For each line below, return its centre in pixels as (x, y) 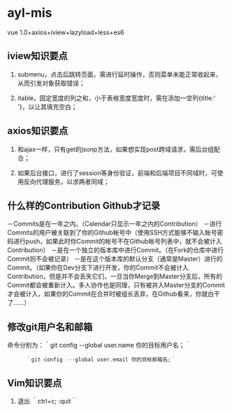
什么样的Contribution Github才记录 (84, 206)
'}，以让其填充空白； (47, 107)
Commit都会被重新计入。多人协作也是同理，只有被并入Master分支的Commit (116, 285)
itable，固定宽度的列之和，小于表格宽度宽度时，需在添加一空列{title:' (116, 98)
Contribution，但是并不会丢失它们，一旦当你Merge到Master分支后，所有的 (115, 276)
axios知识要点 (38, 131)
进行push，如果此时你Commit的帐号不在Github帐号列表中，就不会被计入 (117, 241)
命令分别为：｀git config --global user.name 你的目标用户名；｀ (99, 345)
